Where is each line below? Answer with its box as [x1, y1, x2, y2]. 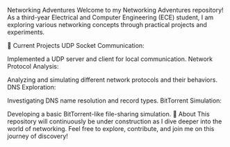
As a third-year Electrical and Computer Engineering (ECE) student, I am [7, 13, 214, 21]
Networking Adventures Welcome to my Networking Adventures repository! [7, 6, 224, 14]
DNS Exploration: [7, 83, 56, 91]
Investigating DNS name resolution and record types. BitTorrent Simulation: [7, 96, 222, 105]
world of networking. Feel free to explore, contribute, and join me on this [7, 125, 215, 132]
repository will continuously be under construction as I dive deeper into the [7, 117, 222, 126]
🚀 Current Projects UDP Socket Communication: [7, 42, 145, 49]
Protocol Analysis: [7, 62, 59, 70]
